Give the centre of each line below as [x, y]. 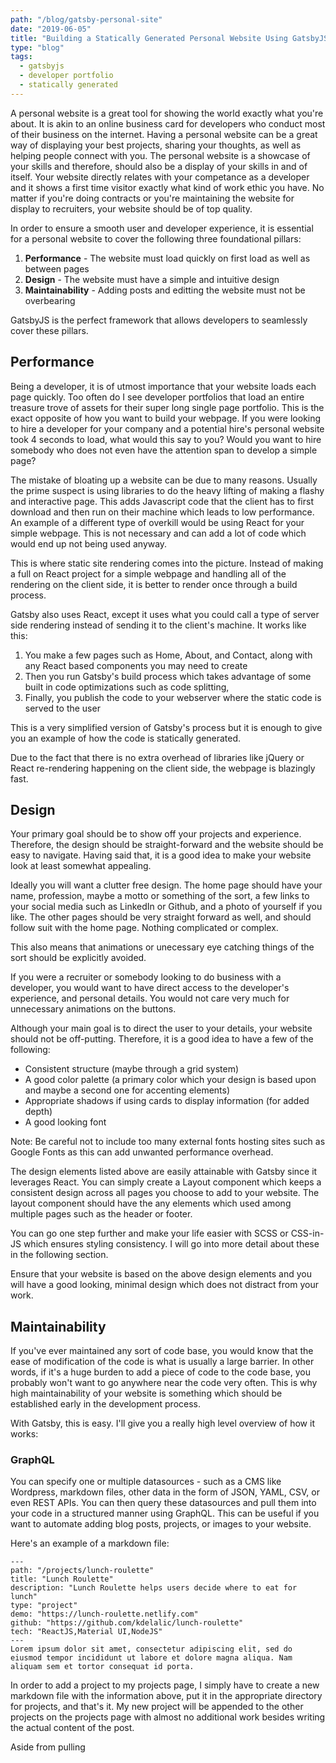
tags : [21, 57]
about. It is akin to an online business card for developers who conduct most [168, 123]
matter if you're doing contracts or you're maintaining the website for [152, 198]
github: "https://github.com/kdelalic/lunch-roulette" [127, 1623]
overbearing [50, 300]
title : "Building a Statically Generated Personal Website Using [149, 38]
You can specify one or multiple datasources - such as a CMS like [146, 1482]
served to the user [62, 708]
